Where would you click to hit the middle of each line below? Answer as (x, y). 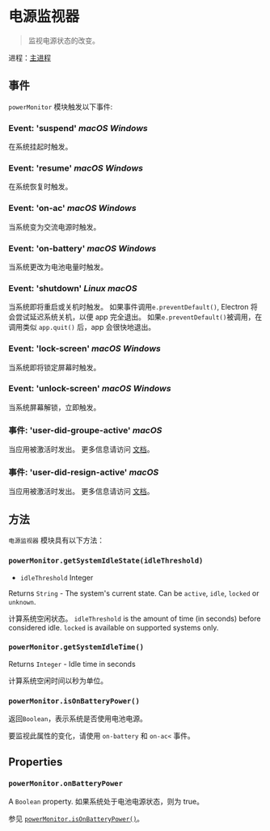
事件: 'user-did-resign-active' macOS (84, 472)
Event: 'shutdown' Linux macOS (73, 288)
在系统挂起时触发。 (40, 147)
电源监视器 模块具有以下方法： (57, 540)
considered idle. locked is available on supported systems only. (114, 627)
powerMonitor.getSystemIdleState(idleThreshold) (106, 561)
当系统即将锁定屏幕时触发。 (55, 367)
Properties (36, 762)
